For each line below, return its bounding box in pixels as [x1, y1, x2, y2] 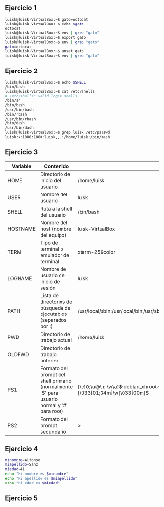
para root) [40, 408, 63, 414]
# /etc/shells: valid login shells [5, 94, 78, 98]
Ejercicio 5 [5, 494, 38, 503]
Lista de [40, 292, 59, 299]
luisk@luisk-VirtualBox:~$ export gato [5, 35, 86, 40]
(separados [40, 316, 67, 323]
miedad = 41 [5, 467, 25, 472]
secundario [40, 428, 67, 435]
